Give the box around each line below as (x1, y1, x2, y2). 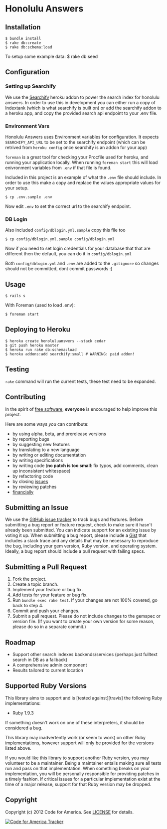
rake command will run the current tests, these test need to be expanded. (5, 378, 156, 384)
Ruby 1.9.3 (12, 710, 34, 716)
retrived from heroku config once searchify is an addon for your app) (5, 144, 147, 150)
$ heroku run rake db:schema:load (5, 347, 77, 352)
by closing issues (12, 478, 48, 484)
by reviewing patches (12, 484, 57, 490)
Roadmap (5, 638, 36, 647)
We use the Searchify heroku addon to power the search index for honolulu (5, 94, 160, 100)
